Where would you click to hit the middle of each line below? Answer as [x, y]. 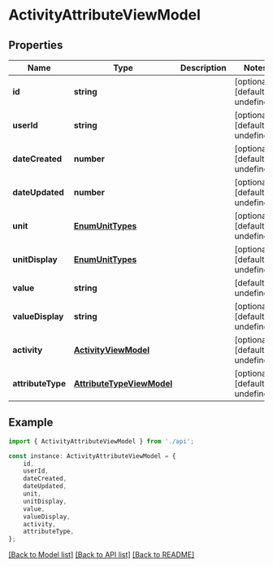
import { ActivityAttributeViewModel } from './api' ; [102, 441]
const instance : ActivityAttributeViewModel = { [92, 456]
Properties [36, 45]
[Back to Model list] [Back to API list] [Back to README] [102, 555]
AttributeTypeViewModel [123, 384]
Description [203, 68]
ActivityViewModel [112, 350]
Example [31, 423]
